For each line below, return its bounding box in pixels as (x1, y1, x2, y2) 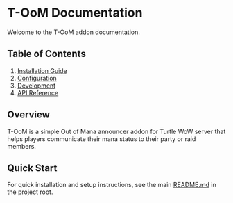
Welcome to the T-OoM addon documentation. (7, 28, 140, 36)
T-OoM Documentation (7, 5, 143, 21)
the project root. (7, 188, 53, 196)
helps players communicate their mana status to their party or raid (7, 134, 196, 143)
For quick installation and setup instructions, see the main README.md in (7, 181, 216, 189)
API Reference (17, 88, 59, 97)
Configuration (17, 74, 57, 82)
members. (7, 142, 37, 150)
